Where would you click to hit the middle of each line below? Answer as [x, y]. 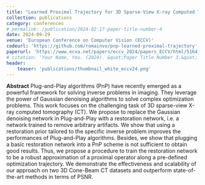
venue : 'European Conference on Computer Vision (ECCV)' [80, 40]
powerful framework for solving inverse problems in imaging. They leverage [102, 93]
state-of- [185, 170]
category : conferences [35, 23]
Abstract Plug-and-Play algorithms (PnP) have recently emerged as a [94, 86]
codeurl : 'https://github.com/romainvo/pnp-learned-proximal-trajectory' [102, 46]
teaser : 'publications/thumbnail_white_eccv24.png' [84, 69]
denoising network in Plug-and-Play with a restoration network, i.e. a [93, 118]
